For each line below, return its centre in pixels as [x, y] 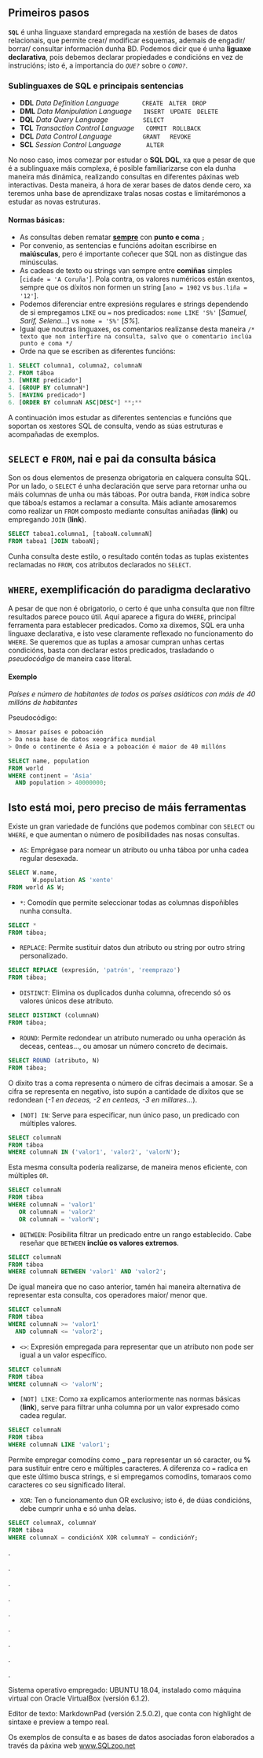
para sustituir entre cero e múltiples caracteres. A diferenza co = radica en [128, 1468]
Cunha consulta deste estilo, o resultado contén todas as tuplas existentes [128, 556]
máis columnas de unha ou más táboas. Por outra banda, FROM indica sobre [129, 494]
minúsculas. [39, 262]
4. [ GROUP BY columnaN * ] [49, 388]
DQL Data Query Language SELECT [92, 120]
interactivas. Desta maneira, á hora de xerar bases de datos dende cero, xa [130, 185]
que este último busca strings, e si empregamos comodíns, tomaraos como [130, 1477]
